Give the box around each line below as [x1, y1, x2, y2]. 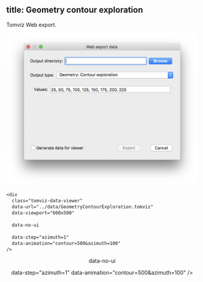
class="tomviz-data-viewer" [12, 197, 83, 203]
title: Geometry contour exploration [6, 5, 143, 15]
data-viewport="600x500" [12, 210, 75, 216]
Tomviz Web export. [6, 21, 57, 28]
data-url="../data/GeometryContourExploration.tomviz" [12, 203, 154, 210]
